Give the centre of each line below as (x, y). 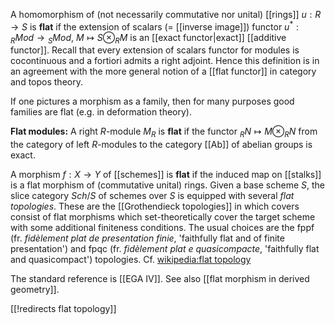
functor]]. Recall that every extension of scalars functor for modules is (155, 50)
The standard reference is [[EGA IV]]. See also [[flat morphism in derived (160, 279)
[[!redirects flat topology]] (63, 309)
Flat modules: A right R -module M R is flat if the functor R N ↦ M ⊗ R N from (164, 132)
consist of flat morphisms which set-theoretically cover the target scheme (163, 217)
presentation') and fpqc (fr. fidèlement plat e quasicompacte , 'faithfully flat (165, 249)
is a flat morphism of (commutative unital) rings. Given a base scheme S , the (168, 185)
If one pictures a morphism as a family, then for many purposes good (152, 101)
